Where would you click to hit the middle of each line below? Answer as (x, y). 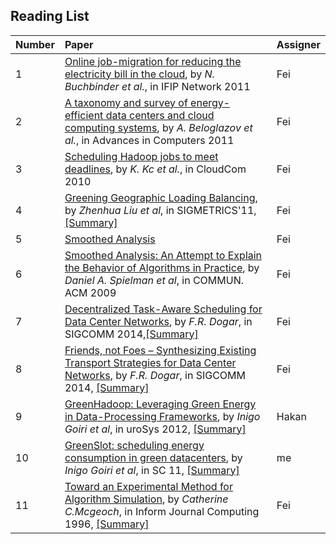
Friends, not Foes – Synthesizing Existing (160, 350)
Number (35, 44)
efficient (84, 115)
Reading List (50, 16)
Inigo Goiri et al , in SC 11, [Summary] (152, 470)
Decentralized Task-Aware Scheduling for (163, 309)
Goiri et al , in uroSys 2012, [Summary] (155, 429)
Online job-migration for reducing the (153, 61)
